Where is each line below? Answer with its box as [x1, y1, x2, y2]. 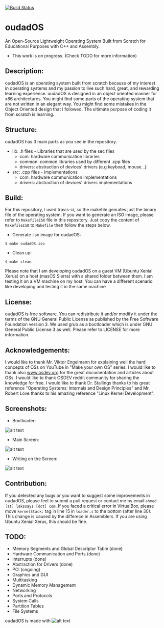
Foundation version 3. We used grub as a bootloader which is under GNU [5, 322, 153, 328]
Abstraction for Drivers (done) [12, 561, 73, 567]
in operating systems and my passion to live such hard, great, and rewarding [5, 85, 160, 91]
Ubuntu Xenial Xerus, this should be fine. [5, 519, 88, 524]
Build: [5, 193, 23, 202]
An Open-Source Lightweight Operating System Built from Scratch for [5, 38, 146, 44]
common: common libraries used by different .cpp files [19, 159, 131, 164]
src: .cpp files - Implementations [12, 169, 78, 175]
